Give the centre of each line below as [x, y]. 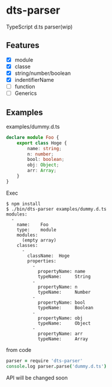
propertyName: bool [61, 302]
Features [23, 45]
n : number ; [41, 154]
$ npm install [24, 204]
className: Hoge [48, 256]
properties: [42, 261]
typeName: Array [63, 339]
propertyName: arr [60, 334]
